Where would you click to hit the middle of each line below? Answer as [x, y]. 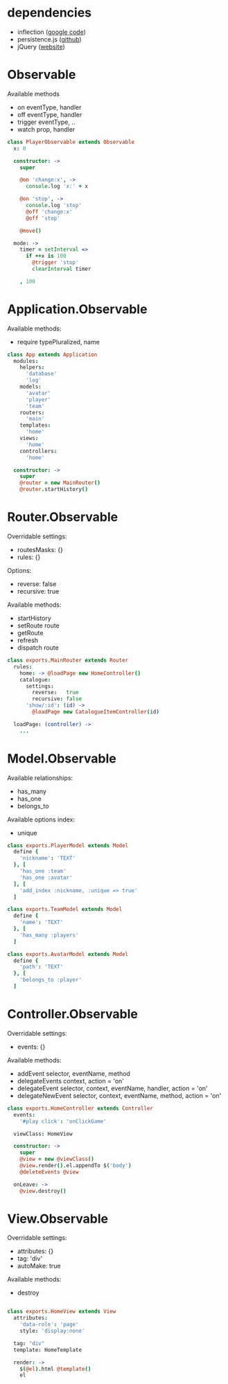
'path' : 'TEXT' [42, 967]
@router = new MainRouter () [60, 483]
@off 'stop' [43, 218]
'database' [41, 374]
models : [30, 387]
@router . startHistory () [54, 490]
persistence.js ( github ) [49, 39]
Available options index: [41, 819]
